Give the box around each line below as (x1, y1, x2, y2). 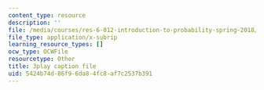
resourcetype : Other (8, 56, 76, 63)
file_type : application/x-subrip (8, 33, 118, 41)
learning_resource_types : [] (8, 41, 104, 49)
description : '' (8, 19, 61, 27)
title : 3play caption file (8, 63, 97, 70)
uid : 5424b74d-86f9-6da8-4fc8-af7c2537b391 (8, 70, 153, 77)
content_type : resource (8, 11, 86, 20)
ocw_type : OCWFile (8, 48, 68, 56)
